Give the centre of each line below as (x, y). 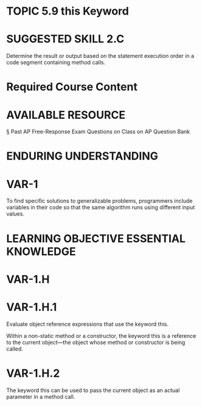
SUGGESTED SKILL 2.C (65, 39)
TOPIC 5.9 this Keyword (68, 11)
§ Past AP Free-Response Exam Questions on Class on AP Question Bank (98, 131)
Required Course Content (72, 87)
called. (15, 349)
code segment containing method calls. (56, 63)
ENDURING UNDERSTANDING (82, 156)
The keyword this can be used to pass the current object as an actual (93, 390)
